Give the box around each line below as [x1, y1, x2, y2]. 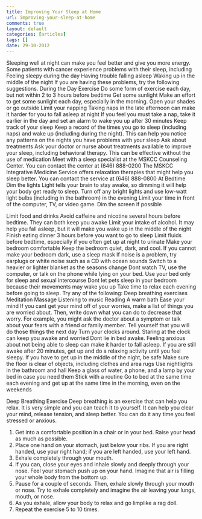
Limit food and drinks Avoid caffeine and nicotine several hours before [6, 212, 181, 220]
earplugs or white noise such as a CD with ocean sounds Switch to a [6, 257, 177, 264]
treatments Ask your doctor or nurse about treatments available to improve [6, 143, 192, 150]
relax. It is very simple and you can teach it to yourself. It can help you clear [6, 403, 194, 411]
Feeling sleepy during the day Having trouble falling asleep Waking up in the [6, 72, 195, 79]
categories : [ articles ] [6, 31, 66, 38]
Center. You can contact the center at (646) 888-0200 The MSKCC [6, 162, 174, 169]
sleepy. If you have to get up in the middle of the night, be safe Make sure [6, 353, 189, 361]
